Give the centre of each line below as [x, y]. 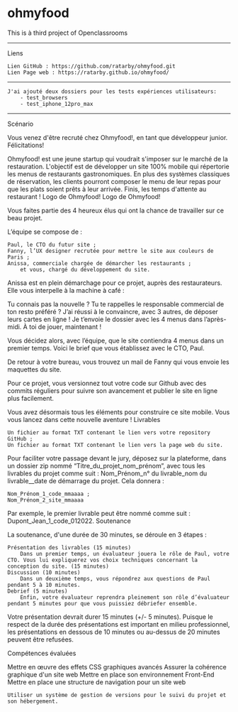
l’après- [215, 319]
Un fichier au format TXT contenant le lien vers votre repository [109, 432]
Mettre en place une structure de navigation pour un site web [97, 682]
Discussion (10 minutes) [44, 572]
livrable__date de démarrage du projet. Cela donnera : [86, 480]
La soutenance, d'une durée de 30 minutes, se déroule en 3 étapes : [107, 534]
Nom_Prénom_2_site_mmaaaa [45, 500]
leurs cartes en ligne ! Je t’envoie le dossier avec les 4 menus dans [105, 319]
